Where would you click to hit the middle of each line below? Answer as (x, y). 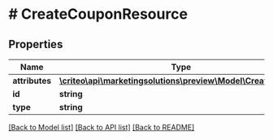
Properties (36, 44)
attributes (32, 81)
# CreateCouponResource (98, 14)
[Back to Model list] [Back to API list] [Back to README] (102, 127)
